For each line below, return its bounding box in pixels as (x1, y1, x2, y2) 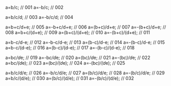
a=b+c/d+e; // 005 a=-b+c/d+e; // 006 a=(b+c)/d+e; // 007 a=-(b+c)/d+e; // (5, 24, 166, 30)
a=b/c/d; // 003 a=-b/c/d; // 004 (5, 14, 74, 20)
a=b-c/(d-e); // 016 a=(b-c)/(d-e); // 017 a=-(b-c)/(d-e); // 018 (5, 45, 135, 50)
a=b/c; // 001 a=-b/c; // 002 (5, 5, 64, 10)
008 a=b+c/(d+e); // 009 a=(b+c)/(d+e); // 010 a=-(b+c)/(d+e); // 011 (5, 30, 150, 35)
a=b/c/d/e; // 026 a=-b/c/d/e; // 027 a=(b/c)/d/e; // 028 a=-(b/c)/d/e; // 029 (5, 70, 165, 76)
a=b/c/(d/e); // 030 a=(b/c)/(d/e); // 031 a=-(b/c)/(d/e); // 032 (5, 75, 134, 81)
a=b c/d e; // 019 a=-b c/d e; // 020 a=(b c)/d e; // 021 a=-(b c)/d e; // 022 (5, 54, 151, 61)
